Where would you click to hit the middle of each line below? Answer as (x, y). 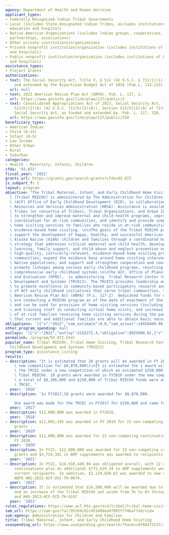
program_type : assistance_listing (41, 352)
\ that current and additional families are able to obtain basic (81, 319)
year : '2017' (23, 408)
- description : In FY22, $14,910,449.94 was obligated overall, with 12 (83, 464)
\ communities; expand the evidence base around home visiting (77, 258)
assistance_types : (24, 66)
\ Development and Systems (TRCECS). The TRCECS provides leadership (84, 282)
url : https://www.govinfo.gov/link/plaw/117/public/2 (67, 99)
